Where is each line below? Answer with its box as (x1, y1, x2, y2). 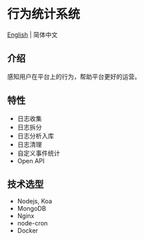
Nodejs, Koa (17, 197, 53, 205)
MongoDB (17, 205, 46, 213)
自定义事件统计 (17, 149, 60, 157)
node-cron (17, 219, 48, 228)
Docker (17, 226, 39, 235)
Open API (17, 156, 45, 165)
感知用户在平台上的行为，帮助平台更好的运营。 (7, 72, 141, 80)
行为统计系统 (7, 6, 81, 22)
